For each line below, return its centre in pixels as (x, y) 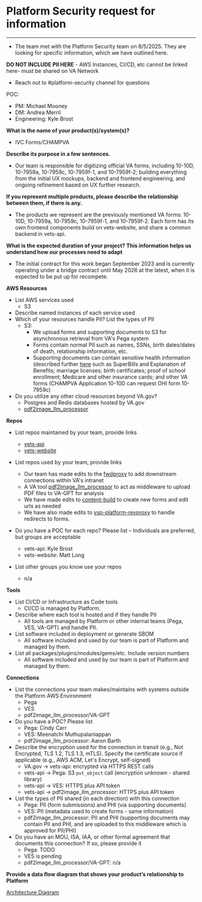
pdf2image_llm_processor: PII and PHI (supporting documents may (107, 817)
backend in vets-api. (40, 234)
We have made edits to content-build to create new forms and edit (106, 499)
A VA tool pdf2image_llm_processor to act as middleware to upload (107, 487)
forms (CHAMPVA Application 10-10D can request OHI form (106, 383)
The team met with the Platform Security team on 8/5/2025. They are (100, 46)
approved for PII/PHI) (50, 830)
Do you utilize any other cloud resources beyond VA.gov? (86, 396)
